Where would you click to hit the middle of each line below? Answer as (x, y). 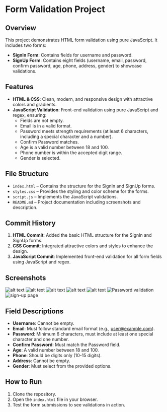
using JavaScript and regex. (41, 262)
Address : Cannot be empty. (41, 361)
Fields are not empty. (42, 120)
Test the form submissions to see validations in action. (69, 404)
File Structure (27, 174)
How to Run (24, 382)
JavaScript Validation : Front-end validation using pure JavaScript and (85, 110)
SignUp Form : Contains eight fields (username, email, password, (79, 60)
